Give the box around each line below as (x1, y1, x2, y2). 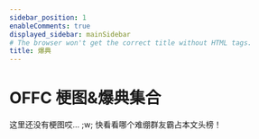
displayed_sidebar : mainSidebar (9, 30, 131, 39)
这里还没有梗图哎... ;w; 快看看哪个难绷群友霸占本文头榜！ (9, 119, 222, 130)
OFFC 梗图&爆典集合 (9, 88, 162, 109)
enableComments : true (9, 22, 91, 30)
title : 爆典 (9, 47, 51, 56)
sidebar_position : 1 (9, 13, 88, 22)
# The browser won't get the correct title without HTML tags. (9, 38, 253, 48)
